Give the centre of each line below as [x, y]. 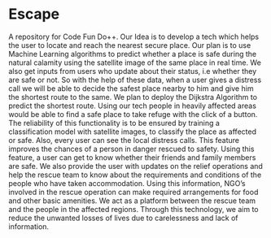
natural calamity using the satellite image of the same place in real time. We [135, 63]
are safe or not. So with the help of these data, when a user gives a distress [135, 80]
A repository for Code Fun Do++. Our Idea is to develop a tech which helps [133, 37]
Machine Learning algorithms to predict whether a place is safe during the [133, 54]
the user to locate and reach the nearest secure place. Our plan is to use [130, 45]
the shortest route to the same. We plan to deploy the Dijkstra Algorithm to [133, 97]
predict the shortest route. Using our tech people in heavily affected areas [132, 106]
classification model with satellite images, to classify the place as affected [132, 132]
